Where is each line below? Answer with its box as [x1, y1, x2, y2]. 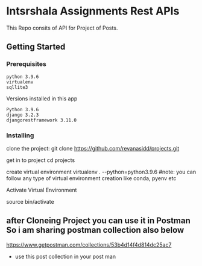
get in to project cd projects [6, 156, 75, 164]
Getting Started [6, 42, 66, 52]
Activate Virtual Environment [6, 186, 77, 193]
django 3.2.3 [6, 112, 39, 118]
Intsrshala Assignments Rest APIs [6, 4, 180, 18]
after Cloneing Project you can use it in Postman [6, 216, 191, 226]
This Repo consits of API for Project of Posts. [6, 24, 118, 31]
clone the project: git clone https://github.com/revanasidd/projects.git [6, 144, 180, 152]
